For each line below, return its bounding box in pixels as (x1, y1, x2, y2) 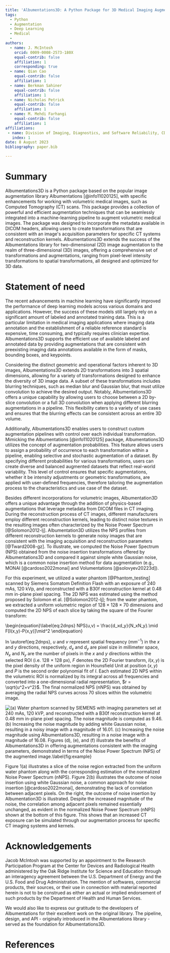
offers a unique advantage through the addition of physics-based (5, 500, 142, 506)
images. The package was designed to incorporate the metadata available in (5, 220, 164, 226)
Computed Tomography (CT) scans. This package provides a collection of (5, 204, 160, 210)
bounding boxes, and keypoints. (5, 352, 72, 358)
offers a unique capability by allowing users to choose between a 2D (5, 394, 148, 400)
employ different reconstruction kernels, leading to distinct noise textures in (5, 516, 163, 522)
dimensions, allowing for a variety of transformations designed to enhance (5, 372, 160, 379)
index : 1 (12, 135, 30, 140)
